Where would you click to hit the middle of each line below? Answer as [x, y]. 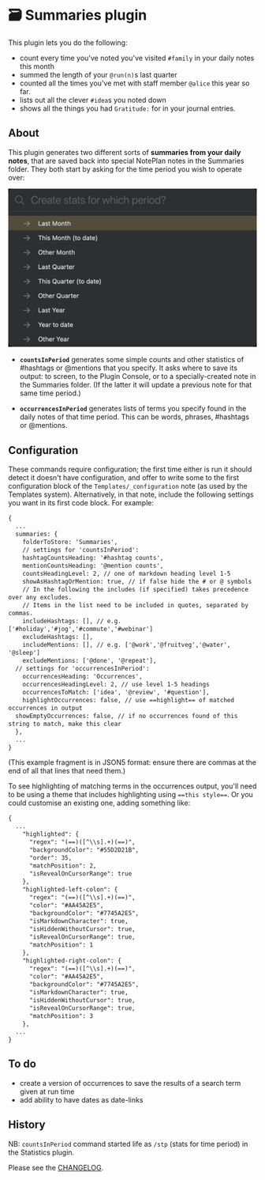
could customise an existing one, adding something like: [99, 803]
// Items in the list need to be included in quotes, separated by [135, 605]
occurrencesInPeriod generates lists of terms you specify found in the [133, 409]
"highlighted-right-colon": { [72, 961]
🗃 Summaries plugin [78, 15]
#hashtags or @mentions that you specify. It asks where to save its [129, 368]
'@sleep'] [24, 652]
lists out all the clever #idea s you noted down [93, 100]
